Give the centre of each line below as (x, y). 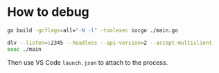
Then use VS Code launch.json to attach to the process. (88, 62)
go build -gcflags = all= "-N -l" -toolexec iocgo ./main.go (93, 30)
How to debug (49, 12)
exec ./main (24, 49)
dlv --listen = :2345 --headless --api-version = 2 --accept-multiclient (110, 43)
